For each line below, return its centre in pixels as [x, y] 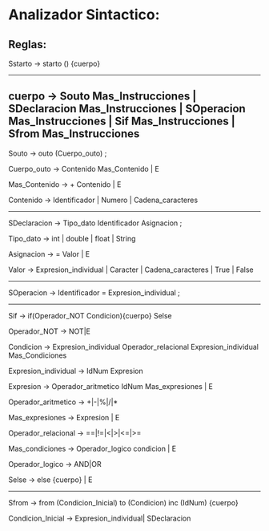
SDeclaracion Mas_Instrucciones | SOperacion [127, 109]
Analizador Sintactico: [84, 15]
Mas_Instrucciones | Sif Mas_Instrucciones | [122, 122]
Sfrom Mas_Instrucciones [74, 134]
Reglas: [27, 45]
